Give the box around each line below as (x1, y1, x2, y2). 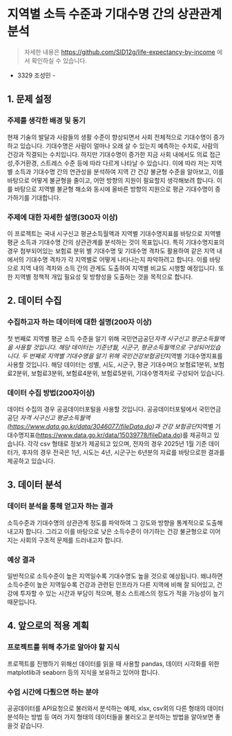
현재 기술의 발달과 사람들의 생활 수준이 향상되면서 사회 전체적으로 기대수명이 (7, 133, 212, 141)
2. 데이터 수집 (7, 295, 62, 306)
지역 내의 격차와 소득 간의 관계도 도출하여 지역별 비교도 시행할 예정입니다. (19, 264, 217, 272)
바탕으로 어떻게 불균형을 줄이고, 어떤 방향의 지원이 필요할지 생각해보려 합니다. (7, 176, 215, 184)
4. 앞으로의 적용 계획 (7, 620, 90, 632)
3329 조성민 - (17, 71, 56, 80)
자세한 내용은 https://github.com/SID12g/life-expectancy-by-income (23, 48, 215, 56)
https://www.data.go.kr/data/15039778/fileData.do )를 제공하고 (37, 430, 213, 439)
